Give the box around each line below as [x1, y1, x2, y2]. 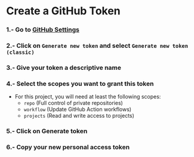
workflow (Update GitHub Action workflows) [23, 106, 132, 113]
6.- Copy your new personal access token [6, 143, 130, 152]
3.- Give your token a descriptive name [6, 63, 121, 72]
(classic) [6, 49, 35, 56]
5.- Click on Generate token [6, 127, 88, 136]
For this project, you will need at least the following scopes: [14, 93, 161, 100]
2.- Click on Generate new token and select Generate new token [6, 42, 189, 50]
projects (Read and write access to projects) [23, 112, 134, 119]
